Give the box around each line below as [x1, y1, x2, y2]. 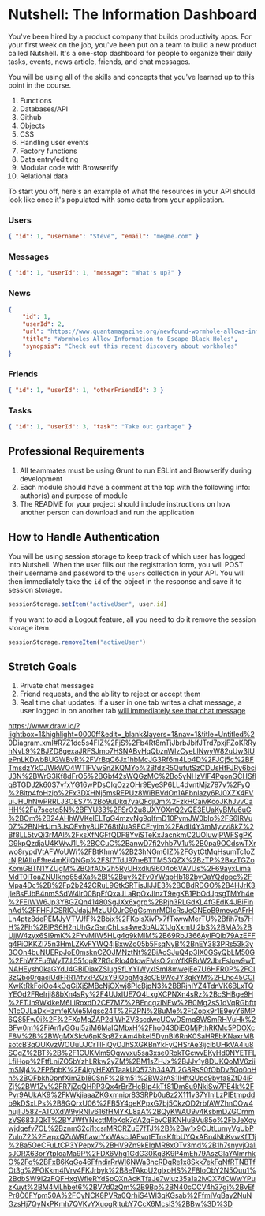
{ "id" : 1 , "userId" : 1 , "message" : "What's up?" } [8, 269, 182, 277]
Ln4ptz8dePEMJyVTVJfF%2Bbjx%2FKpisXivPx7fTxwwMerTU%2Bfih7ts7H [8, 914, 254, 924]
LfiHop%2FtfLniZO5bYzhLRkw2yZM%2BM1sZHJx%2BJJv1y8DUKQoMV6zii [8, 1057, 256, 1066]
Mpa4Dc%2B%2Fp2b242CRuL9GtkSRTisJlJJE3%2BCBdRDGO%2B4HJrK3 [8, 881, 256, 890]
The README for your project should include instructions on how [19, 499, 231, 508]
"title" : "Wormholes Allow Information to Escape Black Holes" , [22, 335, 238, 343]
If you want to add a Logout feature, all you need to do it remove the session [8, 614, 256, 624]
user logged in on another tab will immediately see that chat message [19, 706, 246, 716]
